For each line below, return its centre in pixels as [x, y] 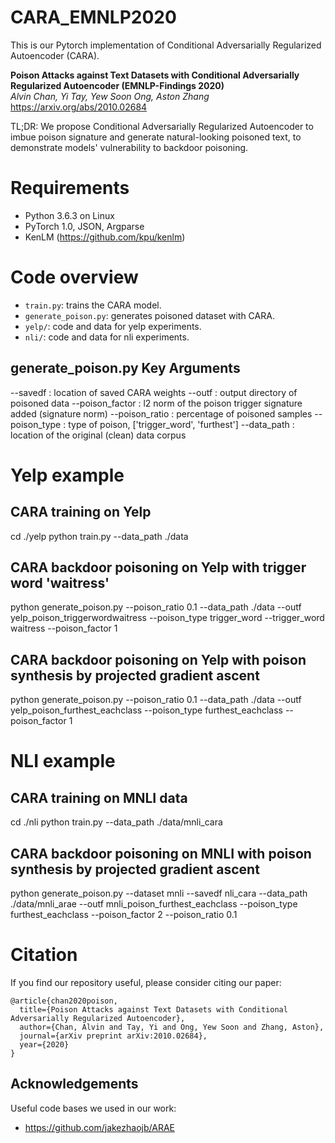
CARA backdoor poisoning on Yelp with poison [158, 659]
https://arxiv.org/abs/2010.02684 [79, 107]
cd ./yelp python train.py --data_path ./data [99, 536]
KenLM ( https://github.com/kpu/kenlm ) [105, 237]
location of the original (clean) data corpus [98, 435]
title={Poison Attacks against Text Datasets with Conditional [153, 1010]
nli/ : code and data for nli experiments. [107, 337]
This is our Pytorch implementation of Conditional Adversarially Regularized [166, 45]
